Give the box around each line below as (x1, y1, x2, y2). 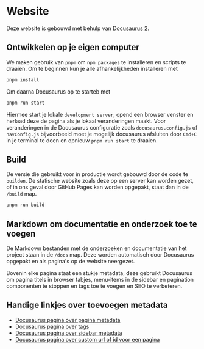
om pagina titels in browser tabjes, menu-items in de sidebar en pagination (6, 276, 194, 283)
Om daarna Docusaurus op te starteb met (6, 87, 111, 95)
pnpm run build (6, 202, 45, 208)
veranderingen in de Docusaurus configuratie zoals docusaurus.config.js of (6, 123, 198, 131)
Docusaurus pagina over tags (15, 323, 90, 330)
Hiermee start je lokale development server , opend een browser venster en (6, 111, 194, 118)
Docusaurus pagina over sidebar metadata (15, 329, 122, 337)
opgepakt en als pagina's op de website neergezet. (6, 258, 135, 265)
